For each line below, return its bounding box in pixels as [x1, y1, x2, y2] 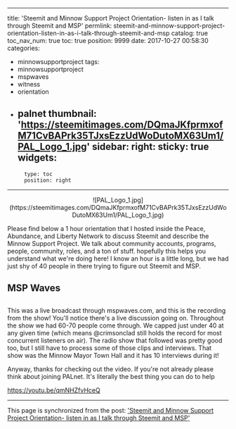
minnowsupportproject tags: [17, 58, 100, 66]
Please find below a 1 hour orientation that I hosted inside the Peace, [7, 224, 206, 232]
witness [17, 80, 41, 88]
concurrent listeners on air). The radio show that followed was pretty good [7, 336, 223, 344]
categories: [7, 44, 40, 52]
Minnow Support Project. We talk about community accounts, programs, [7, 239, 216, 247]
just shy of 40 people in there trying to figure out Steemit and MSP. [7, 261, 202, 270]
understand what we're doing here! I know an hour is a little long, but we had [7, 254, 229, 263]
